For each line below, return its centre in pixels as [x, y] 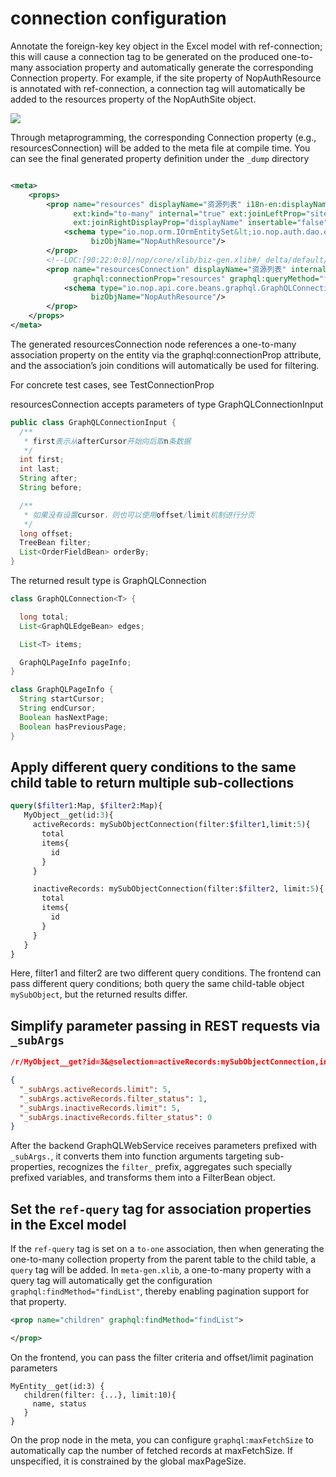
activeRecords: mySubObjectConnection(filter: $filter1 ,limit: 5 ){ [171, 825]
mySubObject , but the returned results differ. [99, 994]
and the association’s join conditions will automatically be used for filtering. [165, 365]
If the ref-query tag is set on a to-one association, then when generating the [167, 1249]
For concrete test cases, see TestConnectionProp [112, 384]
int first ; [42, 460]
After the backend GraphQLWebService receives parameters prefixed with [164, 1146]
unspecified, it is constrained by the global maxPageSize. [128, 1461]
